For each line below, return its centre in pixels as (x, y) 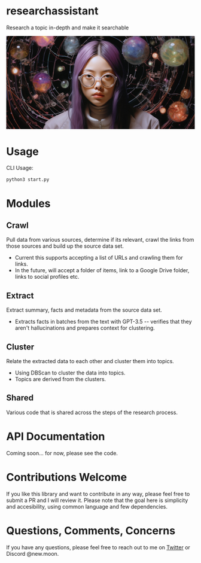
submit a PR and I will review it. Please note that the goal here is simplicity (97, 500)
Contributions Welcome (67, 477)
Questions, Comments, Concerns (91, 530)
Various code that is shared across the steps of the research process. (92, 412)
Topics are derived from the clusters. (60, 379)
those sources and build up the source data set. (65, 246)
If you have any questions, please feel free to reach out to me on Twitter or (98, 547)
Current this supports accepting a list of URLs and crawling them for (99, 258)
